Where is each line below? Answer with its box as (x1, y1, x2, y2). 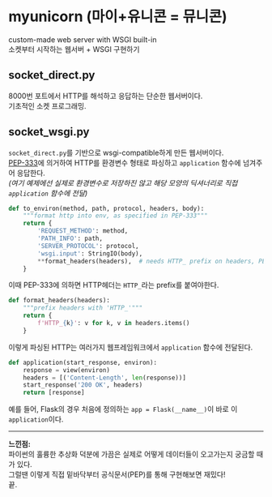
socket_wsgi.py (8, 125, 90, 139)
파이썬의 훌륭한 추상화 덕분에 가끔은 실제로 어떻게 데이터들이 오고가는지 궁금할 (8, 449, 255, 459)
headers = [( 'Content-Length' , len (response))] (23, 374, 186, 382)
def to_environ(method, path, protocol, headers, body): (8, 204, 205, 212)
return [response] (23, 388, 85, 397)
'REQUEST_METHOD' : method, (37, 227, 129, 235)
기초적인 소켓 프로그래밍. (8, 101, 87, 110)
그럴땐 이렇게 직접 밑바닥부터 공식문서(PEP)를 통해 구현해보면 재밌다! (8, 469, 226, 479)
